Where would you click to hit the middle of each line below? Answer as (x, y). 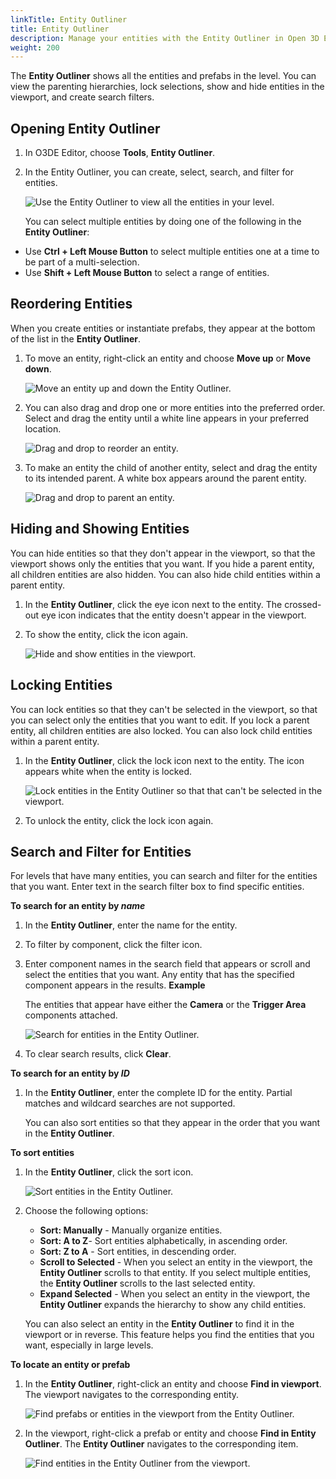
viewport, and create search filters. (82, 97)
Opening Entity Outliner (85, 128)
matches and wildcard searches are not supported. (130, 1103)
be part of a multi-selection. (82, 262)
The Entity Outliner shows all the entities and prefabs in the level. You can (163, 76)
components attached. (71, 1015)
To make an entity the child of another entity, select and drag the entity (171, 467)
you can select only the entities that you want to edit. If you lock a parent (160, 720)
